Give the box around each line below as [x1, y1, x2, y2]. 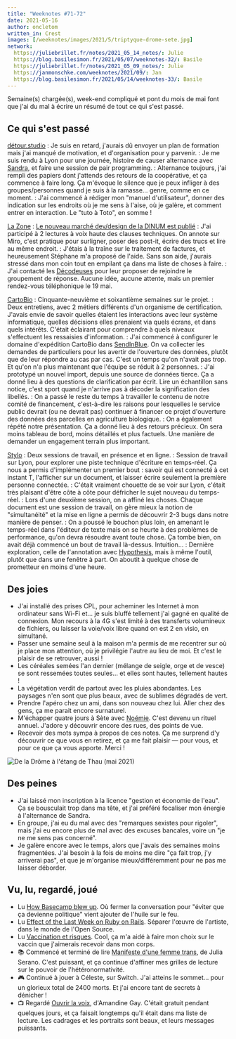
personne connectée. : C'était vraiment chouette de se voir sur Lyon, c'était [7, 481, 226, 489]
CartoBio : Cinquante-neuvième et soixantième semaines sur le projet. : [7, 296, 214, 304]
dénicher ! [17, 991, 47, 999]
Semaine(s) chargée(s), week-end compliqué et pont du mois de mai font [7, 95, 219, 103]
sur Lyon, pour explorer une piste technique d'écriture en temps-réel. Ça [7, 458, 217, 467]
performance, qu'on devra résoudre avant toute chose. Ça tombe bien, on [7, 533, 221, 542]
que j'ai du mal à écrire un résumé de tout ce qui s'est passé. [7, 103, 184, 111]
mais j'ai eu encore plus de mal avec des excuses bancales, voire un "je [17, 826, 226, 835]
